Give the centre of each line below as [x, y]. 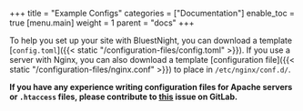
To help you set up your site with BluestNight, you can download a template [151, 40]
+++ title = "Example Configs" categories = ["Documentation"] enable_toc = [152, 13]
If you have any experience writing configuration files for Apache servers [151, 87]
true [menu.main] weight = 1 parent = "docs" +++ [102, 23]
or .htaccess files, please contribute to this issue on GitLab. [124, 96]
